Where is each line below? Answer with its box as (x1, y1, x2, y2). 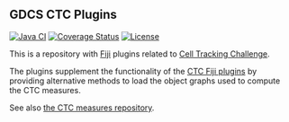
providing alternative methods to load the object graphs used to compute (9, 75, 281, 86)
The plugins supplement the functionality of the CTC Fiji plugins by (9, 65, 257, 76)
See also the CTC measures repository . (9, 102, 155, 113)
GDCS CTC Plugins (9, 7, 117, 22)
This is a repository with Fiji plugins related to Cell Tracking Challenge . (9, 48, 270, 59)
